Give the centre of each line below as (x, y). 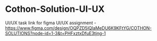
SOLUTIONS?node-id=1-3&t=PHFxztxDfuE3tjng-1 (56, 33)
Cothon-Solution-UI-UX (55, 9)
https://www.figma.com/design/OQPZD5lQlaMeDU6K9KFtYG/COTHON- (78, 28)
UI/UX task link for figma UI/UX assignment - (51, 23)
